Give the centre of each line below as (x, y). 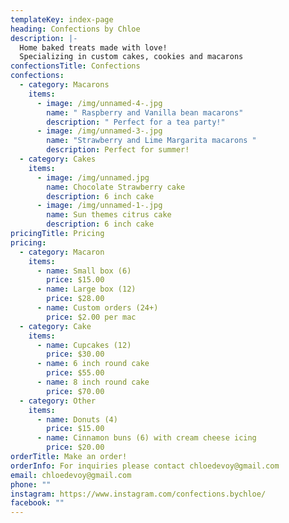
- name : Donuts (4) (77, 419)
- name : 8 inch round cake (93, 382)
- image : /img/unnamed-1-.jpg (99, 206)
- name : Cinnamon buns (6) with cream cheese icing (146, 438)
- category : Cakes (58, 159)
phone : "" (31, 484)
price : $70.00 (75, 391)
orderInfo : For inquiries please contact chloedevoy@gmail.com (145, 466)
